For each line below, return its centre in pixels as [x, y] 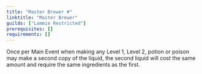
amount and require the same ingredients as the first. [73, 65]
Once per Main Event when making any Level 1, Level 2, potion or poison [98, 52]
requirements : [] [28, 35]
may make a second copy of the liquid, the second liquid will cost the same [101, 58]
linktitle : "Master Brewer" [42, 18]
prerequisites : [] [30, 29]
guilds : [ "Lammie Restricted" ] [46, 23]
